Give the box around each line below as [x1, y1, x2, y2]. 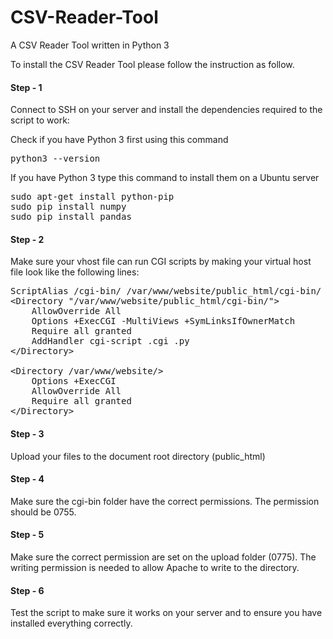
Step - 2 [10, 233, 45, 245]
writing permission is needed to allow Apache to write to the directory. [10, 561, 300, 573]
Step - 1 [10, 81, 43, 93]
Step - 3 [10, 427, 45, 440]
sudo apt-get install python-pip [10, 191, 175, 203]
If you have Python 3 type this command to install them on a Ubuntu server [10, 172, 320, 184]
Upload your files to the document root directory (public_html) [10, 450, 266, 462]
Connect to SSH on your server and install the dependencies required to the [10, 104, 323, 116]
